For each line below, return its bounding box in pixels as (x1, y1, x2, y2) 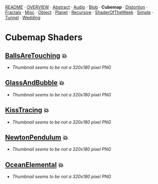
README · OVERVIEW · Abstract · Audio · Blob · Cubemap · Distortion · (5, 4, 148, 10)
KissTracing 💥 (5, 106, 50, 115)
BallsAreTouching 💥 (5, 51, 68, 60)
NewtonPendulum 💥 (5, 133, 69, 142)
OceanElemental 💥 (5, 160, 64, 169)
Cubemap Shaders (5, 32, 82, 43)
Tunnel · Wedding (5, 15, 41, 20)
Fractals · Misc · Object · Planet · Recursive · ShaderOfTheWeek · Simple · (5, 9, 154, 15)
